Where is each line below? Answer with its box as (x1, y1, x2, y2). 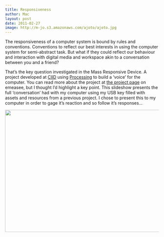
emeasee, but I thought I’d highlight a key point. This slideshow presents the (5, 85, 158, 90)
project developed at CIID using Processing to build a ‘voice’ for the (5, 74, 141, 80)
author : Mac (5, 12, 29, 17)
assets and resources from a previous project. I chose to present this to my (5, 95, 156, 101)
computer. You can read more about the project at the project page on (5, 79, 146, 86)
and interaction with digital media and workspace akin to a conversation (5, 54, 150, 60)
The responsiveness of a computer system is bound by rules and (5, 39, 136, 44)
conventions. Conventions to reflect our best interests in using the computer (5, 44, 159, 50)
